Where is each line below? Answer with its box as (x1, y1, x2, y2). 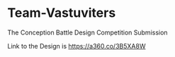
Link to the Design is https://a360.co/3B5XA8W (7, 42, 146, 50)
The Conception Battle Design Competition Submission (7, 28, 168, 37)
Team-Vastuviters (7, 5, 116, 21)
